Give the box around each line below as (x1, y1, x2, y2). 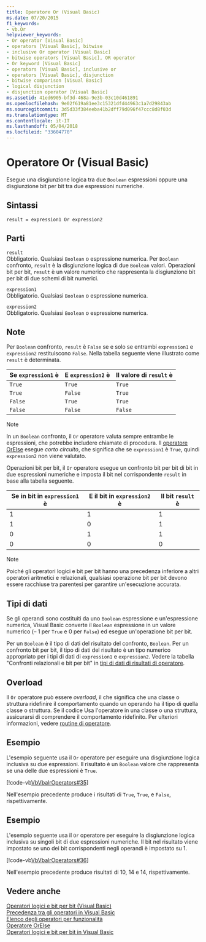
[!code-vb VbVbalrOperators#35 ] (6, 778, 89, 786)
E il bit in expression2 (88, 492, 151, 501)
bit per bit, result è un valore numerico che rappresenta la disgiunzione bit (6, 268, 196, 275)
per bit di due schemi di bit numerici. (6, 274, 99, 282)
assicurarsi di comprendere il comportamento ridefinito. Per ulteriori (6, 713, 178, 720)
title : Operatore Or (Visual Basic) (6, 9, 100, 15)
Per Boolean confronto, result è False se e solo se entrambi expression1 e (6, 343, 194, 350)
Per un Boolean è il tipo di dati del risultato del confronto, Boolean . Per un (6, 640, 189, 647)
